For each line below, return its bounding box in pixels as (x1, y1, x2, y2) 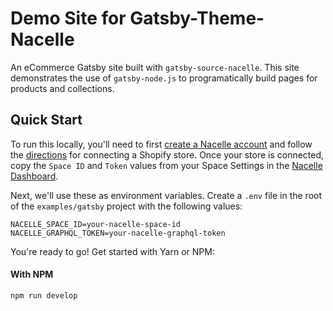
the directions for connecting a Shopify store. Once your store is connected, (10, 148, 325, 161)
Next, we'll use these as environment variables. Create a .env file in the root (10, 189, 322, 201)
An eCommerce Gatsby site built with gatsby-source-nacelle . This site (10, 61, 300, 73)
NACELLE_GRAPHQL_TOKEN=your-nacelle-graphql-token (10, 228, 226, 238)
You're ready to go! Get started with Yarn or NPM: (10, 245, 215, 257)
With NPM (10, 268, 54, 281)
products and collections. (10, 82, 115, 94)
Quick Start (10, 112, 83, 129)
